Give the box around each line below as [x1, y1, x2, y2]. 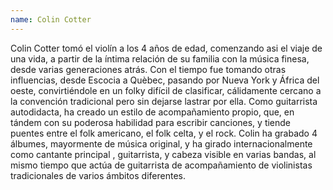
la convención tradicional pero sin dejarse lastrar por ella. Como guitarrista [10, 95, 318, 107]
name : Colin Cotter [10, 14, 92, 25]
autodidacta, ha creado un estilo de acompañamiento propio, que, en [10, 106, 295, 118]
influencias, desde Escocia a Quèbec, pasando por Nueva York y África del [10, 74, 320, 86]
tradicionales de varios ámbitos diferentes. [10, 169, 186, 181]
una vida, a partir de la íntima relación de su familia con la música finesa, [10, 52, 310, 65]
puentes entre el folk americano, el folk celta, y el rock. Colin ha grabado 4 [10, 127, 318, 139]
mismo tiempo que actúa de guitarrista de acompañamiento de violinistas [10, 159, 313, 171]
